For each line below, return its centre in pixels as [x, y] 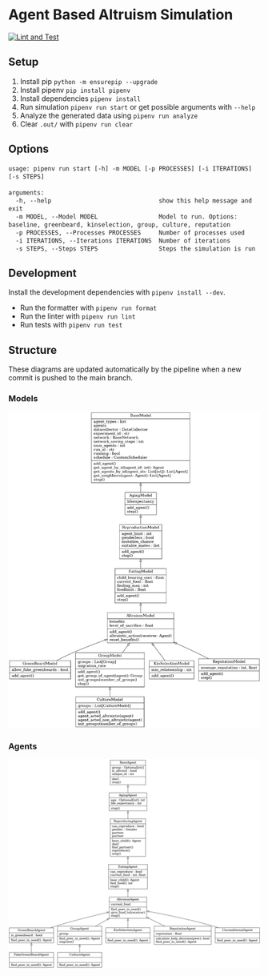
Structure [33, 350]
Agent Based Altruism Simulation [121, 15]
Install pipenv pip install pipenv [75, 90]
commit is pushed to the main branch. [71, 378]
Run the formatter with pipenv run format [88, 308]
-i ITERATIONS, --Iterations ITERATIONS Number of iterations [123, 241]
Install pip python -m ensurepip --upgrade [89, 81]
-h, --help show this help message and [134, 201]
